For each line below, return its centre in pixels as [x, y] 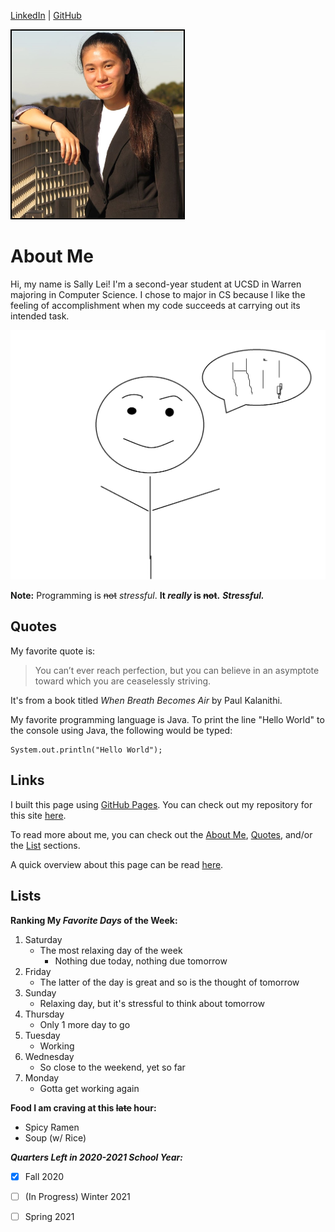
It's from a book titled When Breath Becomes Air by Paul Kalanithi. [146, 700]
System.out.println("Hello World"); [86, 750]
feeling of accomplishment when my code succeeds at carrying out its [155, 305]
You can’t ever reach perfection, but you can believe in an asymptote [177, 670]
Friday [38, 971]
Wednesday [49, 1056]
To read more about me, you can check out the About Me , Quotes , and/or [161, 834]
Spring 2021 [49, 1216]
